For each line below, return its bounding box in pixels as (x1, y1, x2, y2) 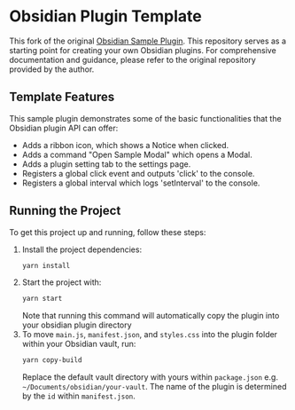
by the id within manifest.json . (21, 390, 136, 401)
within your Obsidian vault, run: (21, 339, 136, 350)
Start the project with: (21, 277, 102, 288)
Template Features (9, 90, 115, 105)
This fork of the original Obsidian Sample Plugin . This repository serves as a (9, 35, 286, 46)
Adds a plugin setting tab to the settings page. (21, 158, 191, 170)
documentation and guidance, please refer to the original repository (9, 54, 257, 65)
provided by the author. (9, 64, 95, 75)
